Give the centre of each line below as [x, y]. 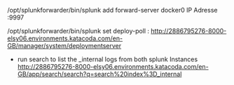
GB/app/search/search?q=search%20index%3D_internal [99, 74]
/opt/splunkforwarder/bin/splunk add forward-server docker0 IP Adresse [112, 10]
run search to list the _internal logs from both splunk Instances [108, 59]
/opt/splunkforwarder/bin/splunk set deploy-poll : [78, 31]
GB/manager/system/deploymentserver [64, 46]
